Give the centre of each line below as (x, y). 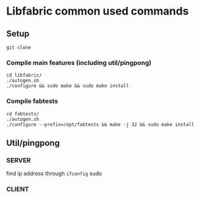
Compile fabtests (32, 101)
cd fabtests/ (23, 114)
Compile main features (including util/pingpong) (79, 63)
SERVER (19, 160)
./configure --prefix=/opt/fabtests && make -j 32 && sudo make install (100, 125)
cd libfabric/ (24, 75)
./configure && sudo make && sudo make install (68, 86)
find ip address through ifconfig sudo (54, 174)
